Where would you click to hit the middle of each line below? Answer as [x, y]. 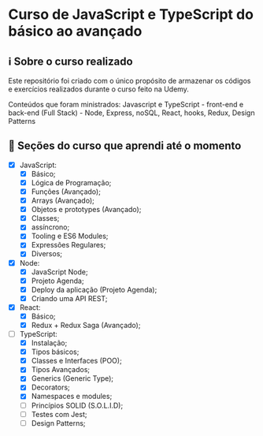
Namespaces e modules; [72, 397]
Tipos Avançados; [61, 370]
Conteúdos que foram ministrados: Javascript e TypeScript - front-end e [126, 104]
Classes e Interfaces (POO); [76, 361]
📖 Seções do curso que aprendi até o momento [125, 146]
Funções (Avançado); [66, 192]
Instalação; [49, 343]
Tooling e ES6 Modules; [70, 236]
